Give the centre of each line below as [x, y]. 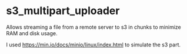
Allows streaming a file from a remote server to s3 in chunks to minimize [93, 27]
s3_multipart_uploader [63, 11]
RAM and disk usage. [32, 33]
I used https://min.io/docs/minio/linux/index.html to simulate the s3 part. [93, 45]
